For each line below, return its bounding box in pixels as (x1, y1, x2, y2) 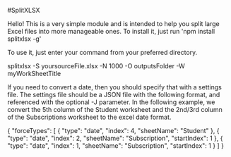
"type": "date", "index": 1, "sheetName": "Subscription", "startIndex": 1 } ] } (7, 142, 225, 150)
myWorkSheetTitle (7, 70, 61, 77)
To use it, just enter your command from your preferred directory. (7, 49, 198, 56)
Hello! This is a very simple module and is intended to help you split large (7, 20, 220, 27)
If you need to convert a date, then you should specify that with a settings (7, 83, 223, 91)
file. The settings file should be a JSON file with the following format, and (7, 91, 220, 99)
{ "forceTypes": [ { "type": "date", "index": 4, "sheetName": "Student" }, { (7, 127, 220, 134)
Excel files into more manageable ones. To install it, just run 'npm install (7, 27, 215, 35)
